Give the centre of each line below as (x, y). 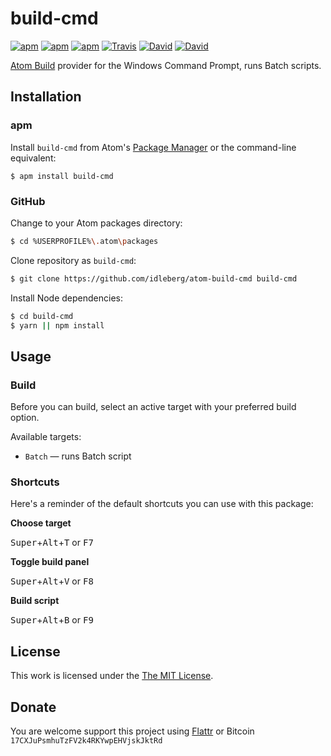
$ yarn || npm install (57, 325)
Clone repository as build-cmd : (73, 260)
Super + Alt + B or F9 (52, 620)
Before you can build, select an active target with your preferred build (153, 407)
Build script (35, 601)
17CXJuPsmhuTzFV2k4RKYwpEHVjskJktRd (86, 741)
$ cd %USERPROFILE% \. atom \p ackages (84, 241)
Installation (46, 97)
